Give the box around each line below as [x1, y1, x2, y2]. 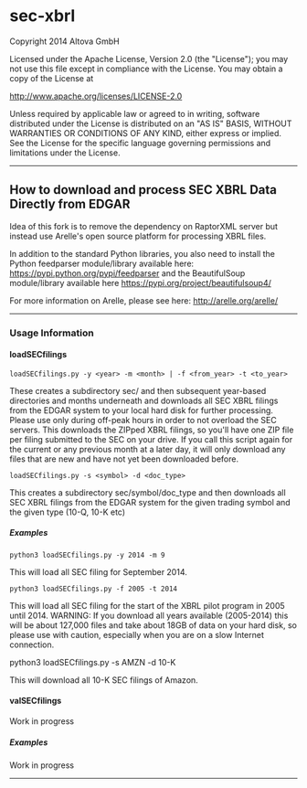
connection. [9, 639, 55, 650]
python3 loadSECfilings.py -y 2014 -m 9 [9, 550, 166, 559]
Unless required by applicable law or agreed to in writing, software [9, 108, 260, 119]
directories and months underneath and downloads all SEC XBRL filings [9, 395, 279, 406]
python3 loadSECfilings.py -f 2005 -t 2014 [9, 584, 178, 593]
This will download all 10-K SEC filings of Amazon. [9, 674, 198, 686]
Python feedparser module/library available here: [9, 258, 195, 269]
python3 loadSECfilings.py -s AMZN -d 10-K [9, 656, 176, 667]
